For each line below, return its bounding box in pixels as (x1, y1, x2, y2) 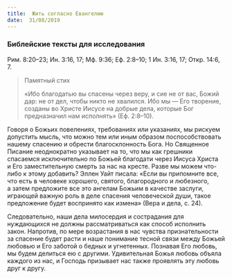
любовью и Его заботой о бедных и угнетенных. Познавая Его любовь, (7, 242, 217, 250)
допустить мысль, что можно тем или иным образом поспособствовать (7, 133, 222, 141)
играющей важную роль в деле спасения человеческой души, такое (7, 192, 211, 200)
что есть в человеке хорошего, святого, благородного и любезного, (7, 176, 209, 185)
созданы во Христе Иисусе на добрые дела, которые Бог (24, 104, 194, 112)
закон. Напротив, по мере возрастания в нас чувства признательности (7, 227, 219, 235)
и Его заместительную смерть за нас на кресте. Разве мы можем (7, 162, 203, 170)
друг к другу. (7, 264, 46, 272)
